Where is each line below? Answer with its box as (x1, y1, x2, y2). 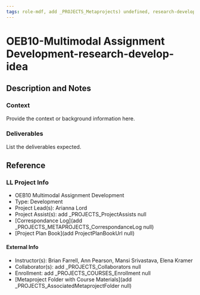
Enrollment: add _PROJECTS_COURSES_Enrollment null (14, 269, 151, 277)
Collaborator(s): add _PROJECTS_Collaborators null (14, 263, 141, 270)
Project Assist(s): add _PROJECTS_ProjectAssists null (14, 211, 147, 218)
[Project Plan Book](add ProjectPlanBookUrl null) (14, 230, 135, 237)
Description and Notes (6, 83, 91, 94)
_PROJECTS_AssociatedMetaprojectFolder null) (14, 282, 132, 289)
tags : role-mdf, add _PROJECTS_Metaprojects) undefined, (6, 8, 151, 15)
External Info (6, 244, 39, 251)
